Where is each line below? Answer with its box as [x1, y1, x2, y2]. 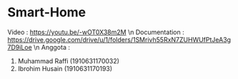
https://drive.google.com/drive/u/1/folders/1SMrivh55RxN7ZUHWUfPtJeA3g [7, 35, 231, 43]
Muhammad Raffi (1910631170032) [17, 56, 120, 65]
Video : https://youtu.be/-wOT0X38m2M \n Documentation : [7, 28, 184, 36]
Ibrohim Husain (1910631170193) [17, 64, 113, 73]
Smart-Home [7, 4, 86, 21]
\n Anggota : [33, 43, 70, 51]
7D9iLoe [7, 43, 32, 51]
